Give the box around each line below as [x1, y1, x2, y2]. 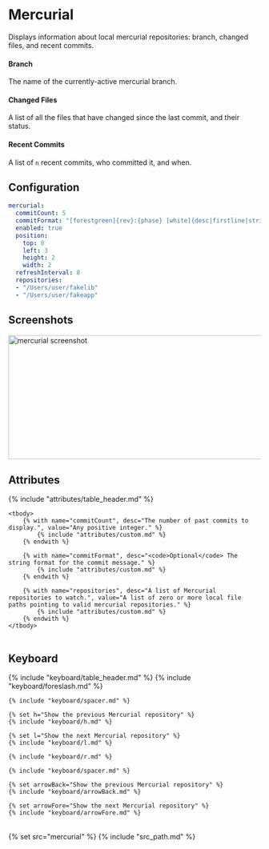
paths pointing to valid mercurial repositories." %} [8, 601, 192, 609]
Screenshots [8, 314, 74, 327]
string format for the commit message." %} [8, 559, 156, 567]
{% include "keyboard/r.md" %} [8, 753, 113, 761]
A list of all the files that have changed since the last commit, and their [8, 113, 240, 122]
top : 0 [22, 238, 45, 247]
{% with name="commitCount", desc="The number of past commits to [22, 517, 249, 525]
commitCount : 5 [15, 210, 66, 218]
